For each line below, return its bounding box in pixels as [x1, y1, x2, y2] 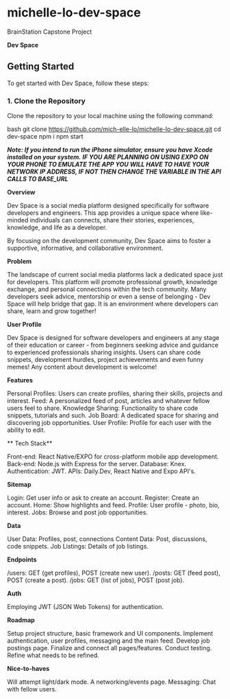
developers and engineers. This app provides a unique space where [7, 209, 199, 217]
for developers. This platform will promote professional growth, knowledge [7, 278, 218, 286]
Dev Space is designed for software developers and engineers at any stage [7, 334, 220, 342]
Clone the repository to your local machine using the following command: [7, 112, 214, 120]
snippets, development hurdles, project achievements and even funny [7, 356, 204, 364]
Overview [7, 188, 36, 196]
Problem [7, 257, 32, 266]
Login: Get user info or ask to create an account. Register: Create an [7, 494, 200, 502]
